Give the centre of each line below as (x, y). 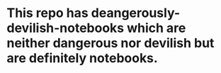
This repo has (48, 13)
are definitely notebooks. (83, 58)
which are (156, 28)
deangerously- (136, 13)
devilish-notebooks (66, 28)
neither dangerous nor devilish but (110, 43)
